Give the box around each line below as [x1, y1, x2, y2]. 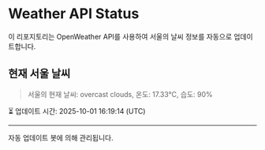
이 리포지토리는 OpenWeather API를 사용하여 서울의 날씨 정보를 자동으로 [8, 32, 233, 41]
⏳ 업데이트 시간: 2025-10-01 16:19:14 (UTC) [8, 106, 146, 115]
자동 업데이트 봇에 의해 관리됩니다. [8, 133, 114, 142]
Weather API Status [8, 5, 140, 23]
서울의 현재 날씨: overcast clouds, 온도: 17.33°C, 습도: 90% [27, 89, 213, 99]
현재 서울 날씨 [8, 67, 71, 81]
